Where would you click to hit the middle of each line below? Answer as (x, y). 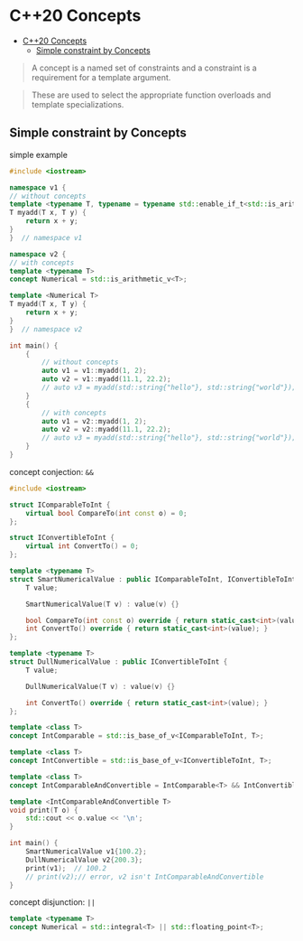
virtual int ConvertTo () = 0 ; (83, 546)
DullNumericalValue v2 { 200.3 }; (84, 860)
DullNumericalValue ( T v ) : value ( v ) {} (101, 686)
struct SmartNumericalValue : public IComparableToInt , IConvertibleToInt (153, 579)
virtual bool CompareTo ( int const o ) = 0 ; (106, 513)
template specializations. (78, 104)
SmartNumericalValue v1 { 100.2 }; (86, 852)
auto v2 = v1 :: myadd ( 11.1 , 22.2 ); (106, 379)
